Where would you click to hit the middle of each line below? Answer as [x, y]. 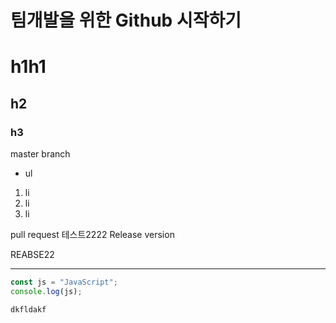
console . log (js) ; [46, 291]
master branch [40, 154]
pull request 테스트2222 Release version [92, 235]
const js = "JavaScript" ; [64, 282]
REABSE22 [32, 255]
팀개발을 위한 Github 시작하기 [126, 20]
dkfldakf [28, 309]
